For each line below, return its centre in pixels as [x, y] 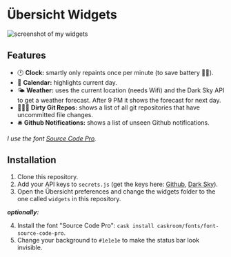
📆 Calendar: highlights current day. [67, 82]
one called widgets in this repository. [69, 198]
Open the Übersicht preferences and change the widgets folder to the [116, 191]
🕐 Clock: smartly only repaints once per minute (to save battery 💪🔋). [115, 72]
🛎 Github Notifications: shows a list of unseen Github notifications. [113, 122]
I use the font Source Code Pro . [52, 138]
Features [27, 55]
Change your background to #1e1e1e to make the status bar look [108, 240]
